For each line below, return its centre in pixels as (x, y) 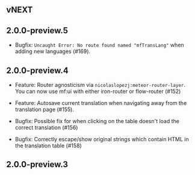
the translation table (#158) (48, 146)
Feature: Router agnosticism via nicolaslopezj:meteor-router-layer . (100, 85)
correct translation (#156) (46, 128)
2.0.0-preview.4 (37, 70)
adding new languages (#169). (53, 51)
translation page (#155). (44, 110)
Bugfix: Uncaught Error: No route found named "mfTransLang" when (100, 45)
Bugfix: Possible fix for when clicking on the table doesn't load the (97, 121)
